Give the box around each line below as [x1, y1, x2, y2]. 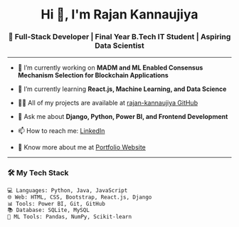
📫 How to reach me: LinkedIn [17, 127, 105, 135]
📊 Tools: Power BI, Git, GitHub [7, 200, 105, 207]
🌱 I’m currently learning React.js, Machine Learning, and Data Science [17, 85, 227, 93]
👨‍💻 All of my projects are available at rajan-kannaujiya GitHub [17, 99, 198, 107]
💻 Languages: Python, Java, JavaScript [7, 186, 128, 194]
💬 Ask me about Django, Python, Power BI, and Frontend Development [17, 112, 228, 121]
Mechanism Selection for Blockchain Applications [17, 71, 169, 80]
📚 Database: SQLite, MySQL [7, 206, 90, 214]
